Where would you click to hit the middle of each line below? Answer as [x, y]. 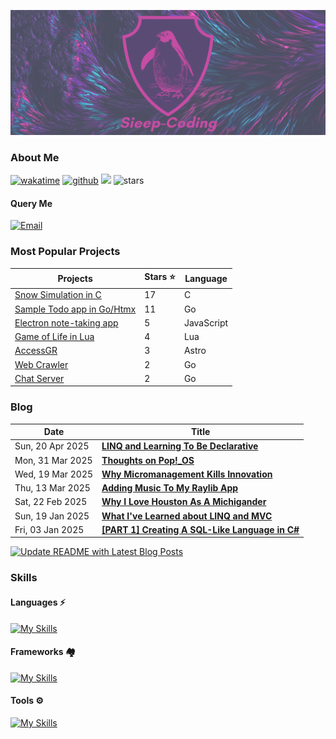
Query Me [31, 203]
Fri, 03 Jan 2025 [49, 529]
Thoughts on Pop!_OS [148, 460]
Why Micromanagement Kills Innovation [187, 474]
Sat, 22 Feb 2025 [51, 502]
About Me [35, 157]
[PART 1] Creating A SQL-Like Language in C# [200, 529]
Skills [24, 578]
